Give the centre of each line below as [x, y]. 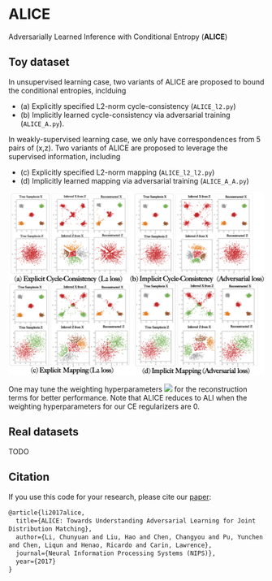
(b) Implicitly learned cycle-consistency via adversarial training [125, 115]
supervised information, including [65, 156]
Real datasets [44, 432]
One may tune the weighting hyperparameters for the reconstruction [128, 389]
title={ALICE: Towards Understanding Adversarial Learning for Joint [136, 521]
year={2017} [36, 561]
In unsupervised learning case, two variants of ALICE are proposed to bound [136, 81]
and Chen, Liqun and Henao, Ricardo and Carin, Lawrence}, [110, 545]
